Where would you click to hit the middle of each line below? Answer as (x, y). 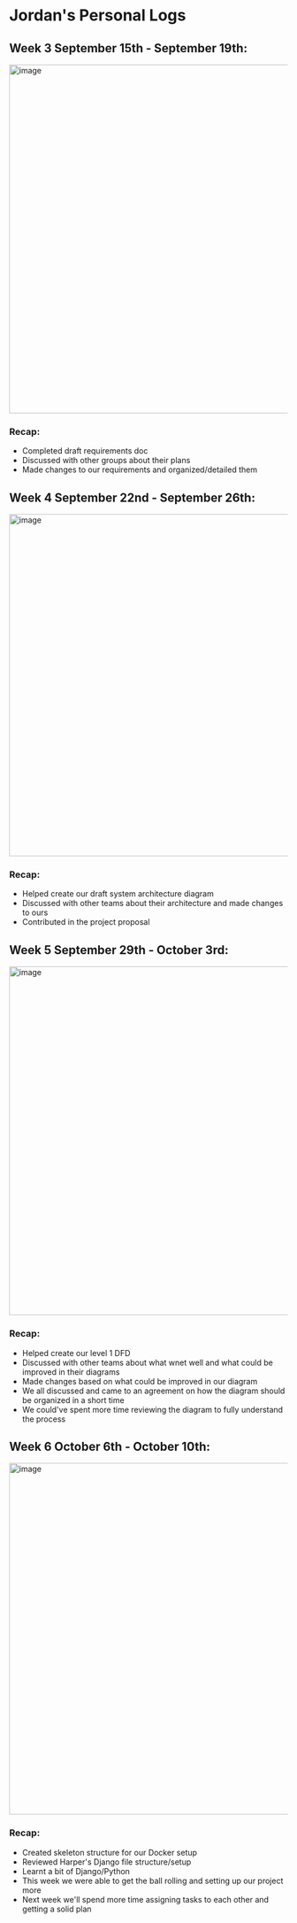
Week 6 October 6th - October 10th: (110, 1446)
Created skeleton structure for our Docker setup (109, 1852)
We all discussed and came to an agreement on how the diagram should (153, 1391)
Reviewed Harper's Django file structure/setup (107, 1862)
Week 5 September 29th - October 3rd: (119, 950)
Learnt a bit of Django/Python (76, 1871)
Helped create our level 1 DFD (76, 1353)
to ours (35, 912)
